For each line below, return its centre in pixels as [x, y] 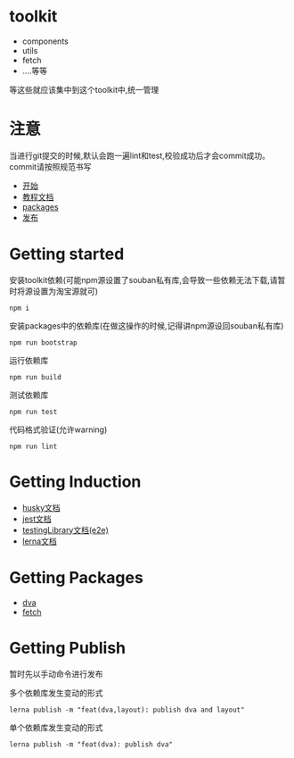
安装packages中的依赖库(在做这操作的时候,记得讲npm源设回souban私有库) [147, 325]
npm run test [33, 412]
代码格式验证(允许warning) [58, 429]
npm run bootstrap [43, 342]
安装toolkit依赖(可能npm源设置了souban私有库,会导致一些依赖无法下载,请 [143, 279]
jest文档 [37, 519]
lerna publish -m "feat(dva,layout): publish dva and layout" [127, 710]
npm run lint [33, 446]
